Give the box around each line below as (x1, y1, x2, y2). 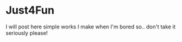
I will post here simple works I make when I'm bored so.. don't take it (5, 23, 176, 30)
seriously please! (5, 29, 48, 36)
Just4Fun (5, 4, 55, 17)
